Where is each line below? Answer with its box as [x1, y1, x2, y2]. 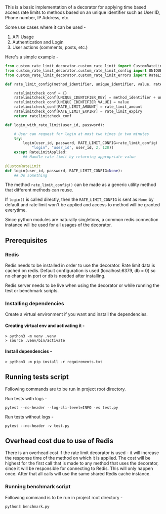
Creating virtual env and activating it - [5, 323, 85, 328]
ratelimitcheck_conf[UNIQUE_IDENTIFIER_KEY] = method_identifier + [14, 95, 156, 100]
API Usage [12, 34, 34, 40]
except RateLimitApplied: [14, 150, 68, 155]
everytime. [5, 207, 27, 213]
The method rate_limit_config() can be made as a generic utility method [5, 182, 157, 187]
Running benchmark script [5, 483, 71, 490]
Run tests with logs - [5, 395, 47, 401]
